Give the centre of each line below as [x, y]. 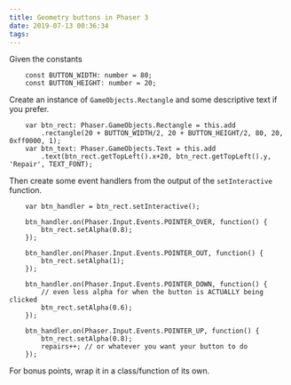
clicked [24, 300]
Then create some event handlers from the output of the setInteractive [141, 181]
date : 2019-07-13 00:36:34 [59, 26]
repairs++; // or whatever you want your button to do [145, 347]
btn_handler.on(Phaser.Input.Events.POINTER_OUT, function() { [145, 253]
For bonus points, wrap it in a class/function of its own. [110, 371]
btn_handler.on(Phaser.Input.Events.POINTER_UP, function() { [142, 331]
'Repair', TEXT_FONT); [51, 164]
